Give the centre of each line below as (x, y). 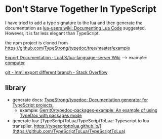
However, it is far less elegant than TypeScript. (53, 33)
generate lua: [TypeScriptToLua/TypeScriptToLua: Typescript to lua (81, 121)
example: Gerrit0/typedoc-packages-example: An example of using (88, 110)
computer (15, 63)
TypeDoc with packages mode (51, 115)
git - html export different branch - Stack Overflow (56, 72)
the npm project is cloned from (37, 42)
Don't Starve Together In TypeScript (81, 9)
